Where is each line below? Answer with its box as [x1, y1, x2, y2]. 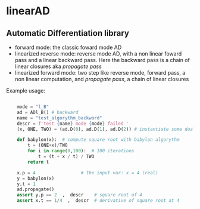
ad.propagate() [17, 186, 55, 192]
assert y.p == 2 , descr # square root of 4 [17, 192, 143, 198]
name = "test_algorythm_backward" [17, 115, 102, 121]
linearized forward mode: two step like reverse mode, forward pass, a [14, 69, 186, 76]
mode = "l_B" [17, 104, 49, 110]
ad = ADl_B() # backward [17, 109, 79, 115]
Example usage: [6, 87, 46, 94]
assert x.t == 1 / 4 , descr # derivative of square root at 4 [17, 198, 180, 204]
